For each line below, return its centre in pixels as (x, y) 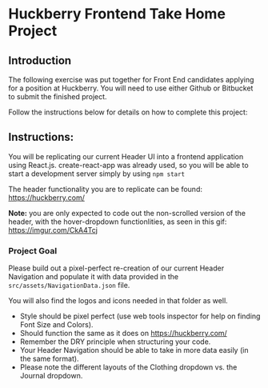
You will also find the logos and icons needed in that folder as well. (118, 301)
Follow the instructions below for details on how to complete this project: (128, 112)
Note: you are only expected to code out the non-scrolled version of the (127, 213)
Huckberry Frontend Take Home (117, 14)
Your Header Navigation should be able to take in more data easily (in (134, 350)
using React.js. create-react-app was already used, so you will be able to (129, 165)
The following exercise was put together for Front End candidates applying (131, 80)
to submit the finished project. (58, 96)
